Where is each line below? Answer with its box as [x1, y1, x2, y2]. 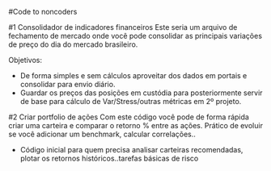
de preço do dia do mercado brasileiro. [8, 40, 138, 49]
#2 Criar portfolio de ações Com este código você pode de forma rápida [8, 112, 249, 122]
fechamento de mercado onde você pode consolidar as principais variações [8, 31, 263, 40]
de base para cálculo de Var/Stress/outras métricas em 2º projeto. [19, 97, 242, 106]
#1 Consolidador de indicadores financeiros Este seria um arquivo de [8, 23, 238, 31]
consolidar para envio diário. [19, 80, 116, 89]
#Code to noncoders [8, 7, 78, 16]
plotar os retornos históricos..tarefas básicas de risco [19, 153, 199, 163]
